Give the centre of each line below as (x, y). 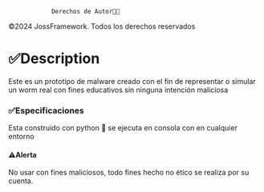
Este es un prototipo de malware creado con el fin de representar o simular (132, 81)
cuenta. (21, 181)
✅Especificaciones (46, 110)
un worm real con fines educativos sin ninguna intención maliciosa (118, 90)
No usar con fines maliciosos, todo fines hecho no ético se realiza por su (129, 173)
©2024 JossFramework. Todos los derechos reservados (102, 26)
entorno (21, 137)
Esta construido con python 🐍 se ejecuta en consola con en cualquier (123, 128)
